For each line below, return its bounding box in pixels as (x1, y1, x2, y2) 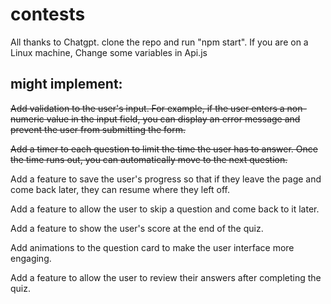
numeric (10, 113, 45, 125)
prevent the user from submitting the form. (10, 123, 187, 135)
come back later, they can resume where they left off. (10, 183, 230, 195)
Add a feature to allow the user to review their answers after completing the (10, 271, 322, 283)
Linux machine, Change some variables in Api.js (10, 46, 208, 58)
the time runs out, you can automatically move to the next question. (10, 153, 288, 165)
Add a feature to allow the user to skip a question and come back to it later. (10, 203, 320, 215)
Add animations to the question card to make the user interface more (10, 241, 295, 253)
